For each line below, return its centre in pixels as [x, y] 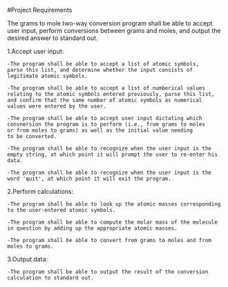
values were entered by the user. [57, 106]
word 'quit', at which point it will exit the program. [89, 179]
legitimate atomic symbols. [48, 76]
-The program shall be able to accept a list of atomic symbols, [103, 64]
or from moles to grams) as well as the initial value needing [100, 130]
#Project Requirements [40, 10]
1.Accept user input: [36, 51]
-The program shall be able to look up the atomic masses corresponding [114, 204]
